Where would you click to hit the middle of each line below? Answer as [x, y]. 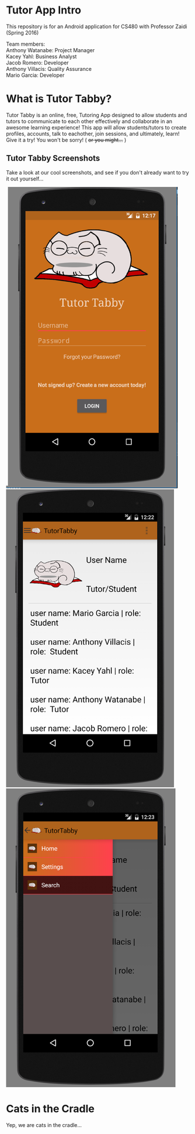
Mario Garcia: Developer [35, 75]
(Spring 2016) [22, 32]
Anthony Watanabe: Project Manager [51, 50]
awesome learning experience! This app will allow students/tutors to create [96, 127]
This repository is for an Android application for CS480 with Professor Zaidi [97, 26]
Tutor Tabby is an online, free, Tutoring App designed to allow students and [97, 115]
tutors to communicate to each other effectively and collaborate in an [89, 121]
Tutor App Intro [44, 10]
